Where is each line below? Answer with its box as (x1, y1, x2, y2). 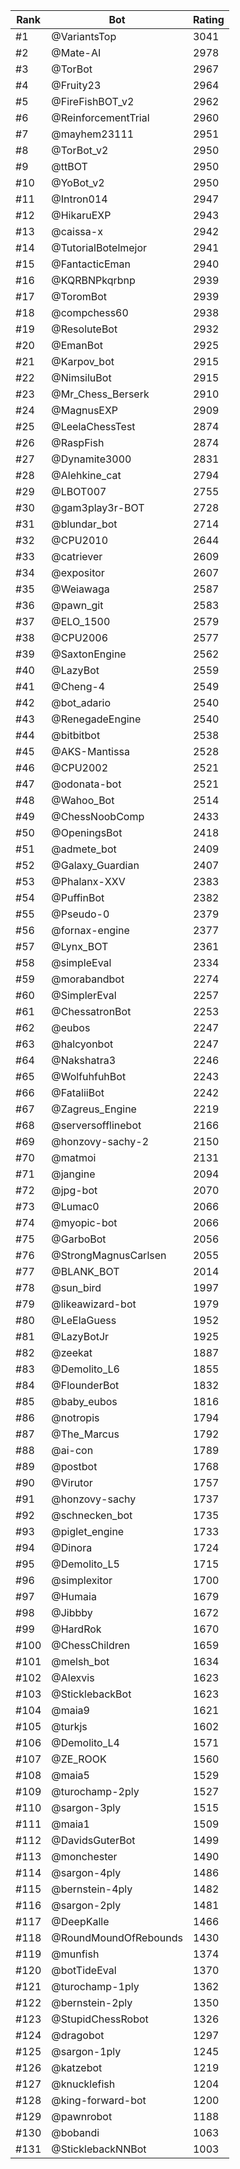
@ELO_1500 (51, 615, 111, 628)
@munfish (51, 1947, 100, 1961)
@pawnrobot (51, 2110, 113, 2123)
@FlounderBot (51, 1379, 120, 1392)
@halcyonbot (51, 1037, 114, 1051)
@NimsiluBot (51, 371, 112, 384)
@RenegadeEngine (51, 712, 142, 726)
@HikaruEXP (51, 209, 112, 222)
